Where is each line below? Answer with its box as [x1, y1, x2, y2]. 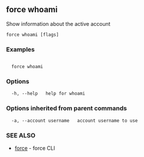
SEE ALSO [6, 131, 36, 139]
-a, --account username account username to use [11, 118, 138, 123]
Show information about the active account [6, 20, 110, 27]
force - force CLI [14, 145, 55, 152]
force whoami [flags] [6, 32, 59, 38]
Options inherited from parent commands [6, 104, 128, 112]
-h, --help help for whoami [11, 91, 85, 96]
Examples [6, 45, 35, 54]
